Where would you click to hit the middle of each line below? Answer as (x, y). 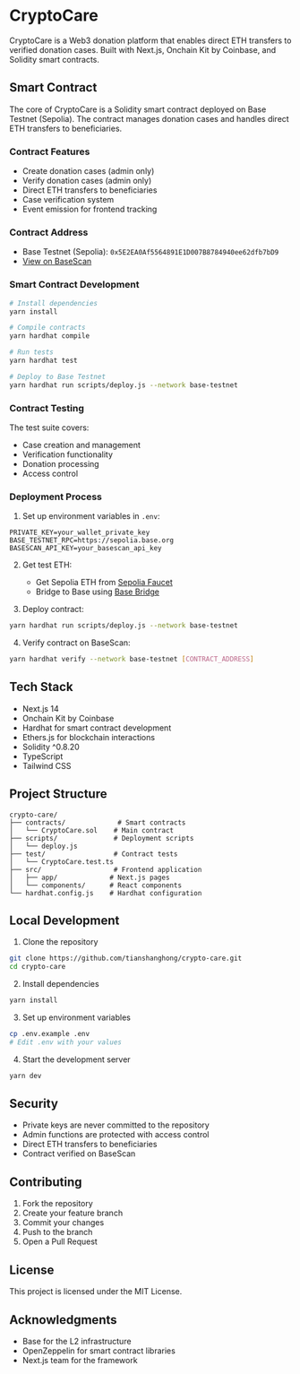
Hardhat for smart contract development (97, 728)
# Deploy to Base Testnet (57, 376)
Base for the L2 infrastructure (77, 1341)
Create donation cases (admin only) (88, 171)
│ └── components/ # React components (95, 885)
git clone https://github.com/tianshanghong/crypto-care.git (126, 959)
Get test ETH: (47, 565)
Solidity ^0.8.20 (51, 747)
